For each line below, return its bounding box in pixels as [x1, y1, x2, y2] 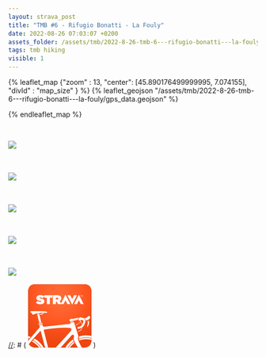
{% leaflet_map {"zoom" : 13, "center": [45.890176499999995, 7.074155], [8, 78, 248, 86]
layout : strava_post [8, 13, 77, 21]
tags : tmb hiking [8, 46, 66, 55]
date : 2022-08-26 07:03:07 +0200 [8, 29, 119, 37]
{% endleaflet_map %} [8, 109, 82, 119]
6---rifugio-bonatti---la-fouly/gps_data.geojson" [8, 94, 167, 103]
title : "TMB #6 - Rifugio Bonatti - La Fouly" [8, 21, 165, 29]
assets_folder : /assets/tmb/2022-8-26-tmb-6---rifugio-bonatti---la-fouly [8, 38, 260, 46]
